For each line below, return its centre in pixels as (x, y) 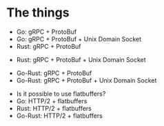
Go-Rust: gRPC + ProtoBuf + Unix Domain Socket (86, 80)
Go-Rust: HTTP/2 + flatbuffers (59, 116)
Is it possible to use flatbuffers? (61, 94)
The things (38, 13)
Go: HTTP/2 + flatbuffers (52, 101)
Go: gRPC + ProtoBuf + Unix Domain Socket (79, 39)
